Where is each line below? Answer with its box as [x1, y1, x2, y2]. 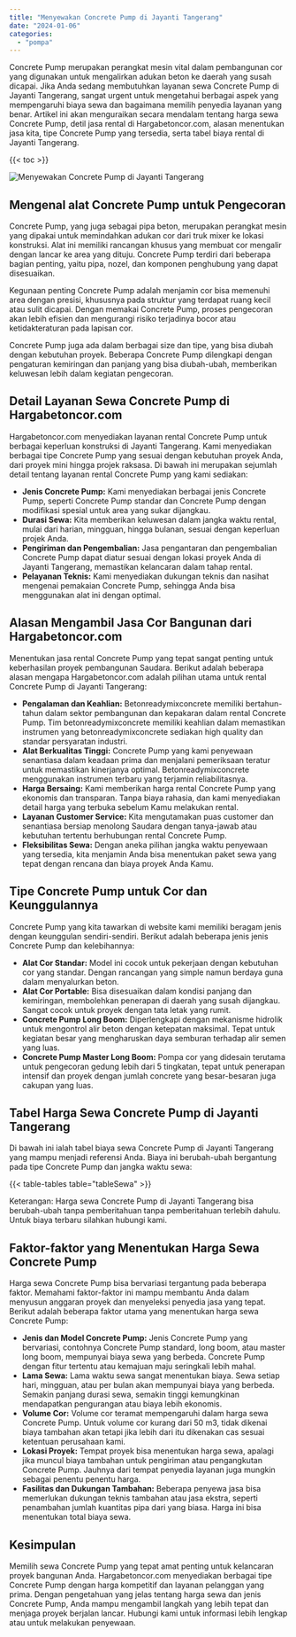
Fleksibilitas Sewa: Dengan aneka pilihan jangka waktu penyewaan [21, 839, 268, 850]
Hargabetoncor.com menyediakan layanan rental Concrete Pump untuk [9, 431, 268, 441]
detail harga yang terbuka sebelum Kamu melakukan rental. [21, 801, 239, 812]
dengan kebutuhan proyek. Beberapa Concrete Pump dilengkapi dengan [9, 349, 273, 360]
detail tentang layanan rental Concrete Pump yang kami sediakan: [9, 469, 248, 479]
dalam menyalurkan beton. [21, 976, 119, 986]
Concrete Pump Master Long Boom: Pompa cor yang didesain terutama [21, 1051, 285, 1062]
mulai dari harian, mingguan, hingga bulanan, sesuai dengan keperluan [21, 524, 280, 534]
